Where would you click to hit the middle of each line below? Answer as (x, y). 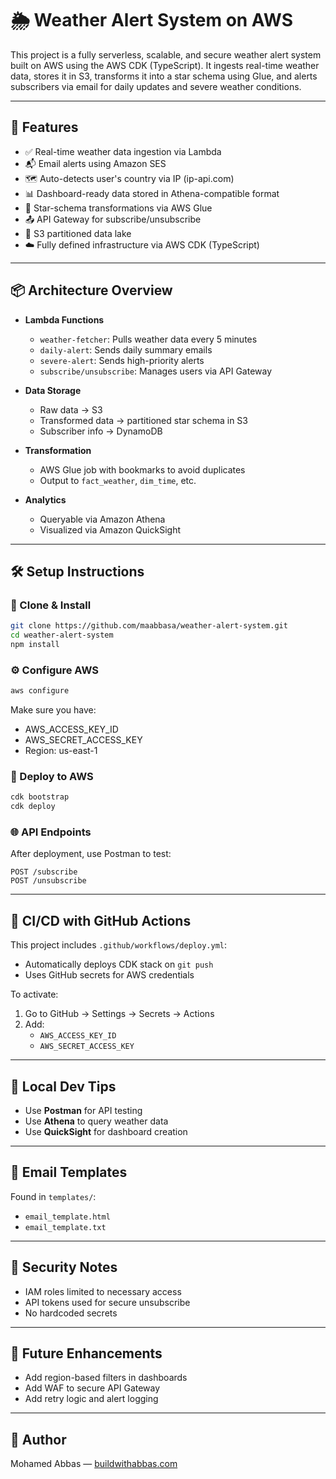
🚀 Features (44, 127)
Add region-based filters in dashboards (106, 1378)
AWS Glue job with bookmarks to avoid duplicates (142, 469)
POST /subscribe (44, 872)
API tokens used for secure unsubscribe (107, 1302)
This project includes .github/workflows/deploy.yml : (118, 945)
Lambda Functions (64, 319)
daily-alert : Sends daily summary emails (126, 349)
